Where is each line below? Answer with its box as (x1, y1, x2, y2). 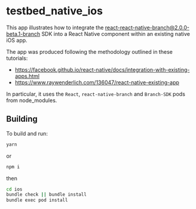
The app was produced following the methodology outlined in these (6, 48, 173, 55)
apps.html (14, 72, 40, 79)
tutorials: (6, 54, 28, 62)
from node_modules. (6, 97, 57, 104)
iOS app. (6, 36, 28, 44)
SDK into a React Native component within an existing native (41, 30, 190, 37)
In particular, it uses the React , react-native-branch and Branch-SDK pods (6, 90, 185, 97)
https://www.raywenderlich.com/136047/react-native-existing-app (14, 79, 179, 86)
